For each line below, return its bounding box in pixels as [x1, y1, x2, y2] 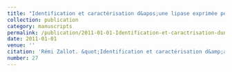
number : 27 [7, 55, 39, 62]
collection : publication [7, 16, 79, 23]
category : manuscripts [7, 23, 72, 29]
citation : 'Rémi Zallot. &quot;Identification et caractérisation [7, 49, 202, 56]
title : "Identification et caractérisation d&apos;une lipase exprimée [7, 10, 217, 17]
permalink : [7, 29, 39, 36]
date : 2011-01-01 [7, 36, 57, 43]
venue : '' [7, 42, 36, 49]
